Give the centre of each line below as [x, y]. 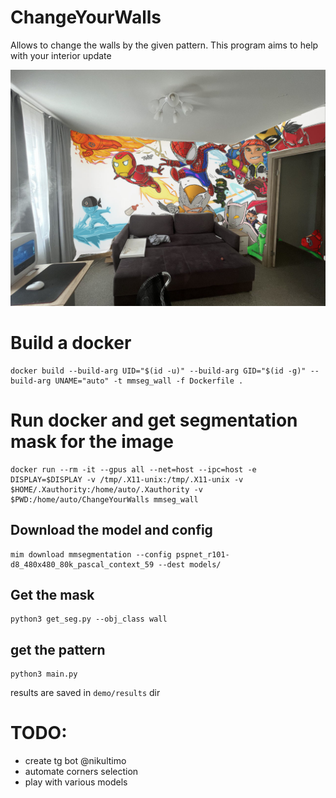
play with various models [76, 782]
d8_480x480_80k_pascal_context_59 [82, 564]
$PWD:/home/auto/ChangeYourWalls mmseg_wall [104, 499]
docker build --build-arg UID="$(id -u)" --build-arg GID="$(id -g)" [158, 371]
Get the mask [52, 595]
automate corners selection [81, 772]
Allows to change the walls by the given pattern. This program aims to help [164, 45]
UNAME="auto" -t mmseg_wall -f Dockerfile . [149, 381]
